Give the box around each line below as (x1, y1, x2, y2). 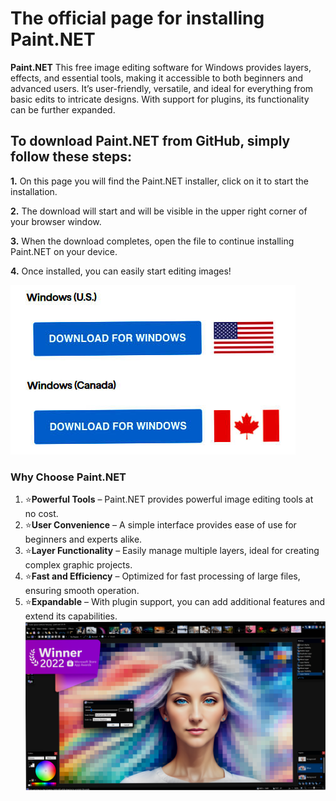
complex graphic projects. (24, 559, 133, 571)
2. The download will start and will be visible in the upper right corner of (10, 205, 308, 217)
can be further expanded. (10, 103, 116, 116)
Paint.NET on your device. (10, 245, 118, 257)
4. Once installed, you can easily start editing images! (10, 265, 232, 277)
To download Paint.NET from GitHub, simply (10, 133, 291, 150)
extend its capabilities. (24, 610, 118, 622)
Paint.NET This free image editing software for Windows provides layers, (10, 61, 312, 73)
